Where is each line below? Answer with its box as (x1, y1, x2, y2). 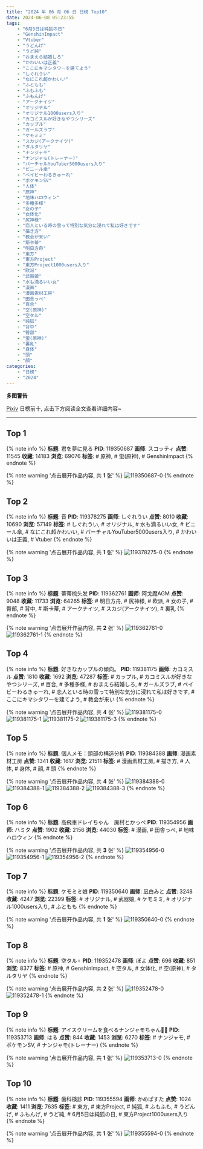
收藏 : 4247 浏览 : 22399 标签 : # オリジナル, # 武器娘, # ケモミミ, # (6, 895, 170, 903)
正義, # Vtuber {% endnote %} (16, 536, 92, 543)
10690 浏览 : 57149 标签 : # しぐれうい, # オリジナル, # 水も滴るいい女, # (6, 521, 184, 528)
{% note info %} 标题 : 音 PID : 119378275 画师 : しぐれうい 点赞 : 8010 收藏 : (6, 513, 188, 520)
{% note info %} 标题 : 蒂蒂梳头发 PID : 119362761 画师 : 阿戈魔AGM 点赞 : (6, 589, 184, 597)
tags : (6, 20, 20, 26)
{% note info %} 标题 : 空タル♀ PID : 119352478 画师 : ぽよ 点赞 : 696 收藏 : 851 (6, 957, 196, 964)
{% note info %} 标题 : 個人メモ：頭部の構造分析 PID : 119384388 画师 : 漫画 (6, 750, 192, 757)
